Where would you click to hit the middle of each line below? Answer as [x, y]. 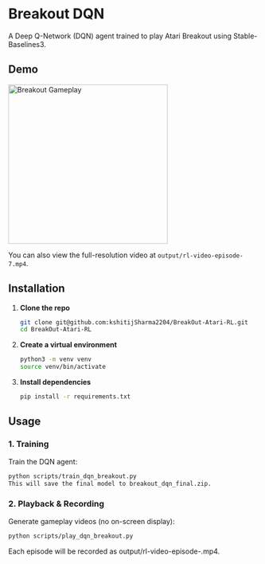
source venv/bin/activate [62, 367]
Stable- [246, 36]
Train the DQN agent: [43, 461]
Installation [37, 289]
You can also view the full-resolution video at [82, 255]
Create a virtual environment [68, 345]
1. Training [29, 445]
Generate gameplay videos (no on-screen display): [92, 521]
